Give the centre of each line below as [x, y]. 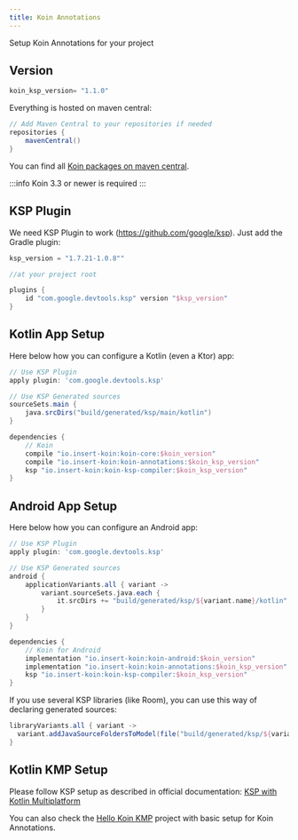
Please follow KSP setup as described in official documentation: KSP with [143, 791]
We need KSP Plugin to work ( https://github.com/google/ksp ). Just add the [146, 233]
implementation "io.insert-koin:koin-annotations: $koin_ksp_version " [157, 667]
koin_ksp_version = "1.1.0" [59, 91]
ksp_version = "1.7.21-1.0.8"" [67, 258]
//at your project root [53, 274]
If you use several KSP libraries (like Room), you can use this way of [133, 700]
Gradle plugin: [35, 242]
